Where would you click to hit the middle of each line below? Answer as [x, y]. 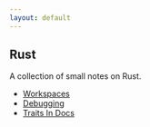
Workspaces [46, 94]
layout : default [40, 18]
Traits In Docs [49, 113]
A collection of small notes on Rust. [75, 76]
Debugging [44, 103]
